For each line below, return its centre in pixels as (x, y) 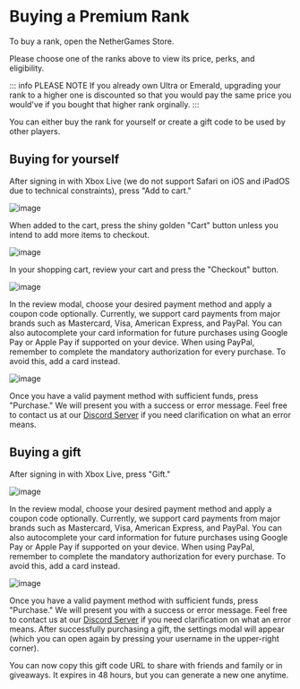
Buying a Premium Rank (99, 17)
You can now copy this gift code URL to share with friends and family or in (146, 665)
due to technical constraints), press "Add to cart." (100, 191)
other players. (35, 131)
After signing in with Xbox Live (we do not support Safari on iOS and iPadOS (150, 181)
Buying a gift (45, 452)
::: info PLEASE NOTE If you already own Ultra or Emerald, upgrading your (146, 85)
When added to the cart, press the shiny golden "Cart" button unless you (144, 225)
